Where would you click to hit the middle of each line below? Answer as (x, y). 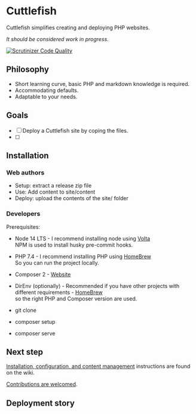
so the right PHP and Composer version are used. (76, 298)
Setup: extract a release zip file (53, 186)
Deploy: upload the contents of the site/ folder (71, 198)
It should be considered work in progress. (57, 39)
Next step (25, 352)
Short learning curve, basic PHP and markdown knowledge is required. (102, 84)
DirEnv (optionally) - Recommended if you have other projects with (97, 286)
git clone (26, 310)
